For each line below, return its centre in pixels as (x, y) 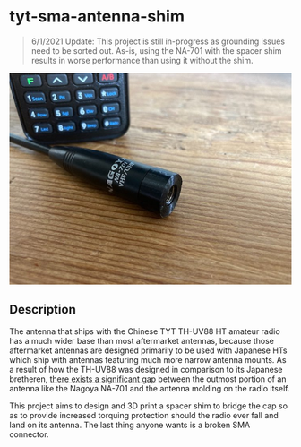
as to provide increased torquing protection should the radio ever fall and (144, 415)
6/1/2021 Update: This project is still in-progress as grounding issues (158, 41)
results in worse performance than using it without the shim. (142, 60)
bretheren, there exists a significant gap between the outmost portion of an (148, 379)
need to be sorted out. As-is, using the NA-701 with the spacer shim (156, 50)
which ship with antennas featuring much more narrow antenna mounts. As (148, 359)
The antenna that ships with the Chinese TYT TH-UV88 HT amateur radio (145, 331)
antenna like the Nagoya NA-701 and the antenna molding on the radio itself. (150, 388)
